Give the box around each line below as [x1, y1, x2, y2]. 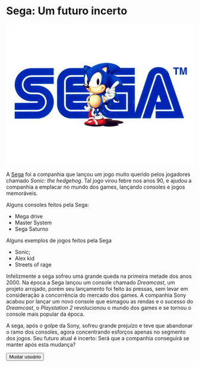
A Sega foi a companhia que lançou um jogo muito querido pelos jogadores [6, 171, 191, 178]
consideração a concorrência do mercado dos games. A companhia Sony [6, 291, 187, 299]
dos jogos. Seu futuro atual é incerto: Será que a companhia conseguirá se [6, 334, 189, 341]
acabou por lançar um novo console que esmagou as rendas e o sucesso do [6, 297, 194, 305]
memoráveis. [6, 189, 38, 197]
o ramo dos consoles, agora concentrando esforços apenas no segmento [6, 328, 186, 335]
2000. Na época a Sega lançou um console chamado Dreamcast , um [6, 278, 175, 286]
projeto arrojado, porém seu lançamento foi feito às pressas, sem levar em [6, 285, 188, 292]
